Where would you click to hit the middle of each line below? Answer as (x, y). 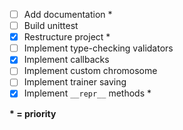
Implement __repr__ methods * (87, 93)
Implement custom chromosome (90, 71)
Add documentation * (68, 14)
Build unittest (51, 26)
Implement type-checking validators (98, 48)
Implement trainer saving (75, 82)
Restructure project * (67, 37)
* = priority (33, 113)
